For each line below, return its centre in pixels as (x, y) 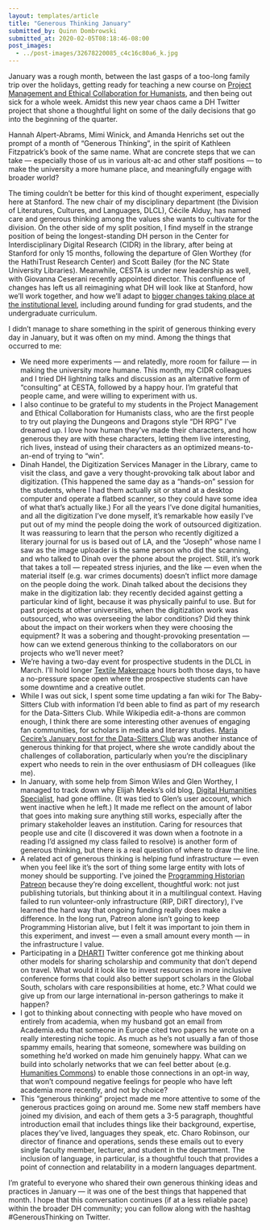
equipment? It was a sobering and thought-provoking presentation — (135, 636)
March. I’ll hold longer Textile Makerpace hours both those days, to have (140, 670)
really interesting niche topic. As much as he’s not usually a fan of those (139, 1038)
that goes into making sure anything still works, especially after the (131, 816)
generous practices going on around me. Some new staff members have (140, 1107)
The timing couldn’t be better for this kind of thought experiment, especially (134, 193)
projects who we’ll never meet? (72, 653)
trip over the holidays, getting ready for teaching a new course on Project (130, 85)
